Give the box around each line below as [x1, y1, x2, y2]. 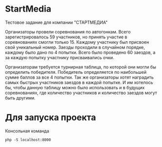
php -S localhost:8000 [5, 137, 51, 142]
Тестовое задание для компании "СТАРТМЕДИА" [5, 19, 108, 25]
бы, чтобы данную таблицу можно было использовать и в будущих [5, 84, 145, 90]
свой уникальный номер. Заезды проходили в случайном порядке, [5, 44, 145, 50]
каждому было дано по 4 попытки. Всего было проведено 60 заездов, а [5, 49, 156, 55]
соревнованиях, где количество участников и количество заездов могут [5, 90, 157, 96]
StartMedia [5, 3, 52, 15]
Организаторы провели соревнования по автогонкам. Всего [5, 29, 131, 34]
